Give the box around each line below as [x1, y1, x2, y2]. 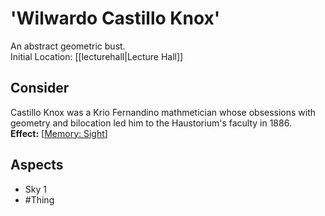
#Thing [24, 193, 55, 206]
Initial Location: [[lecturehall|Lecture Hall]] [10, 50, 184, 62]
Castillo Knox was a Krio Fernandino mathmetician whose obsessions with [10, 106, 317, 118]
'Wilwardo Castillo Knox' [10, 7, 221, 30]
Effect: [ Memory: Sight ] [10, 127, 108, 139]
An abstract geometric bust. [10, 40, 126, 52]
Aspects [10, 157, 64, 174]
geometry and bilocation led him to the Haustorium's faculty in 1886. [10, 117, 292, 129]
